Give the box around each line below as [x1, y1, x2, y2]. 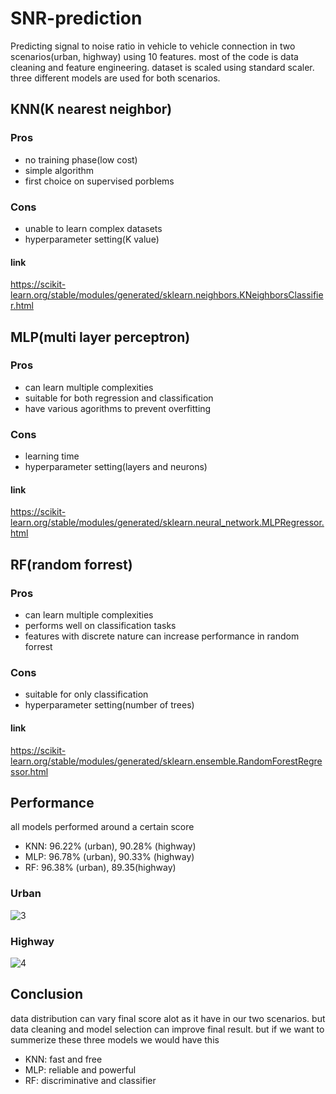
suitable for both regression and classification [24, 392, 214, 404]
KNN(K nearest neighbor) [10, 101, 173, 118]
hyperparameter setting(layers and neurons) [24, 461, 208, 473]
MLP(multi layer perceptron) [10, 328, 191, 346]
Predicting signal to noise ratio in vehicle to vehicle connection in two [10, 40, 296, 52]
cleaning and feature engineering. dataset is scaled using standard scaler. [10, 61, 315, 73]
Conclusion [10, 986, 84, 1003]
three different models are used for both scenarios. [10, 72, 221, 84]
